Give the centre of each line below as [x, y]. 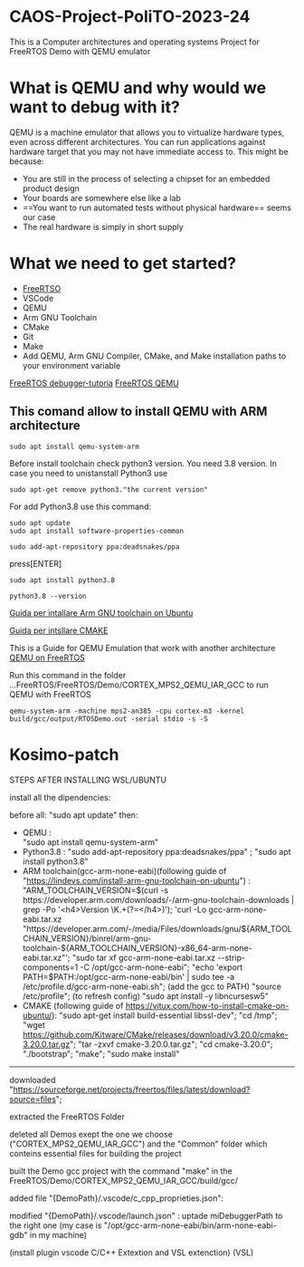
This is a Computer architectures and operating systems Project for [135, 42]
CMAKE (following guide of [73, 1005]
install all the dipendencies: [60, 797]
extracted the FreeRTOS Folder [67, 1117]
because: [27, 161]
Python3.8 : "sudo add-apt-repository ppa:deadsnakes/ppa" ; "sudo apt [157, 851]
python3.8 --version [48, 596]
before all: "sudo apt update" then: [74, 815]
